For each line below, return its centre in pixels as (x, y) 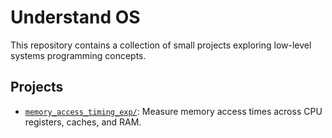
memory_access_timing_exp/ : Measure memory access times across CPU (173, 111)
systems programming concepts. (78, 55)
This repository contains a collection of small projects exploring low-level (161, 45)
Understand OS (75, 17)
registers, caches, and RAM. (83, 122)
